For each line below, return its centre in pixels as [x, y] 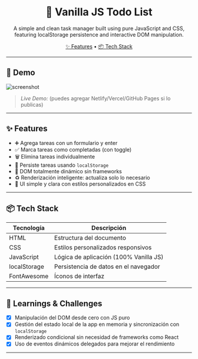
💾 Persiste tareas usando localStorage [62, 165]
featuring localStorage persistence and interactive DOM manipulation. [99, 34]
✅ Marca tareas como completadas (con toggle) [73, 149]
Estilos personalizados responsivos [103, 248]
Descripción [109, 228]
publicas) [32, 104]
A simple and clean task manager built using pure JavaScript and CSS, [99, 28]
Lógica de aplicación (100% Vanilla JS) [109, 257]
